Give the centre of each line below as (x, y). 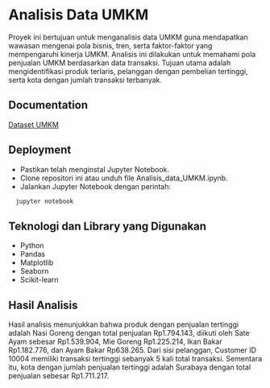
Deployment (40, 150)
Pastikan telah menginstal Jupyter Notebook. (95, 169)
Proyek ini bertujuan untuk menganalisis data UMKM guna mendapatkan (128, 37)
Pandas (33, 254)
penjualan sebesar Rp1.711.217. (59, 376)
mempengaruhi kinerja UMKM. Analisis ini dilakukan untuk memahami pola (132, 54)
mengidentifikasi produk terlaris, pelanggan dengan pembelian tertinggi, (128, 71)
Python (32, 246)
